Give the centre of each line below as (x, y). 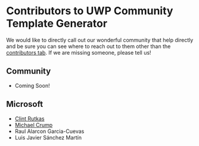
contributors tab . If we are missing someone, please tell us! (79, 52)
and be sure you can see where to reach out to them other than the (88, 46)
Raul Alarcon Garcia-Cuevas (49, 131)
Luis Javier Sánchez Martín (48, 137)
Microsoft (25, 104)
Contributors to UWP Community (90, 11)
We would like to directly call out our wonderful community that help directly (100, 40)
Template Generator (57, 23)
